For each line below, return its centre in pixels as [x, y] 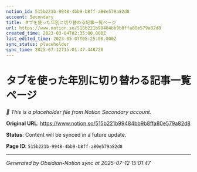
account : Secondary [30, 17]
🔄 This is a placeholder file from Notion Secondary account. [79, 112]
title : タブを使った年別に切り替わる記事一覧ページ [61, 22]
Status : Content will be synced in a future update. [66, 134]
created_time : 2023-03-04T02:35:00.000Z [56, 33]
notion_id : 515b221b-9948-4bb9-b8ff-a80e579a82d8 [68, 11]
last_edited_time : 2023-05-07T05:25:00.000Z [61, 39]
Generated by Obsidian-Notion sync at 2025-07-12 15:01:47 [79, 163]
